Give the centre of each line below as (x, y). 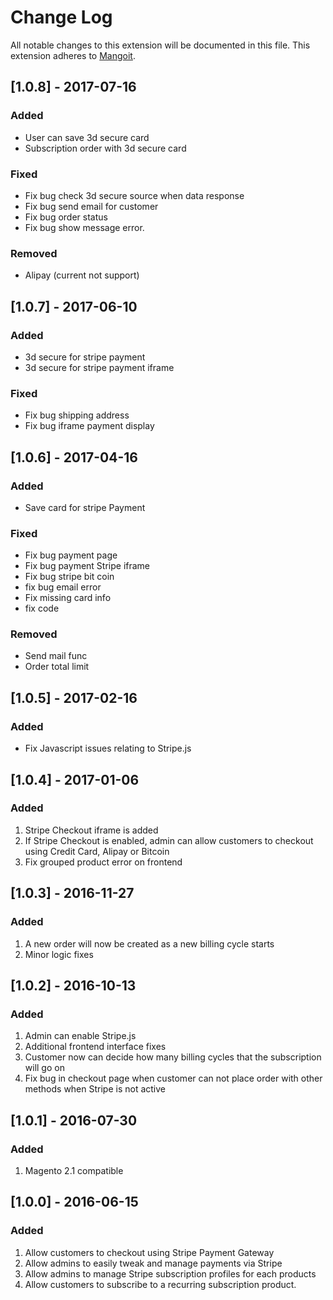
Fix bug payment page (71, 555)
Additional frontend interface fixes (95, 1047)
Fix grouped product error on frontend (103, 862)
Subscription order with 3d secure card (105, 148)
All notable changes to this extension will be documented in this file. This (160, 45)
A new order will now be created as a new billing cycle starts (149, 943)
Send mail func (56, 656)
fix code (42, 608)
